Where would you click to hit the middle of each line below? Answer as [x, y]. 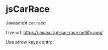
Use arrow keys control [30, 42]
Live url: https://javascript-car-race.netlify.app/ [54, 32]
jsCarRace [28, 9]
